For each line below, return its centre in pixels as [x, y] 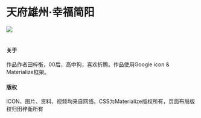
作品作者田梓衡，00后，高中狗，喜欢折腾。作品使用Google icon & [88, 64]
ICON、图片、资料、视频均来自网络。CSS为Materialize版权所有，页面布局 [98, 101]
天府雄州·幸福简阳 [50, 12]
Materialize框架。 [28, 72]
